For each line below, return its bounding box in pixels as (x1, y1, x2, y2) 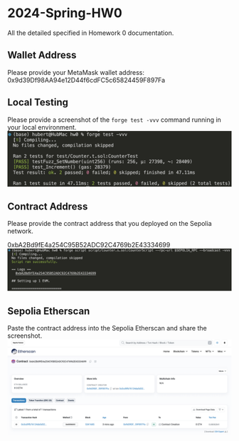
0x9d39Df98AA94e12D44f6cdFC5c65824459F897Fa (7, 76, 166, 84)
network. (7, 227, 34, 236)
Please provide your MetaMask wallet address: (7, 68, 144, 76)
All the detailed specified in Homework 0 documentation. (7, 28, 174, 37)
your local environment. (7, 123, 77, 131)
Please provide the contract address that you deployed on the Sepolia (7, 219, 212, 228)
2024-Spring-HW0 (7, 5, 122, 21)
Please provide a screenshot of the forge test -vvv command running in (7, 115, 222, 124)
